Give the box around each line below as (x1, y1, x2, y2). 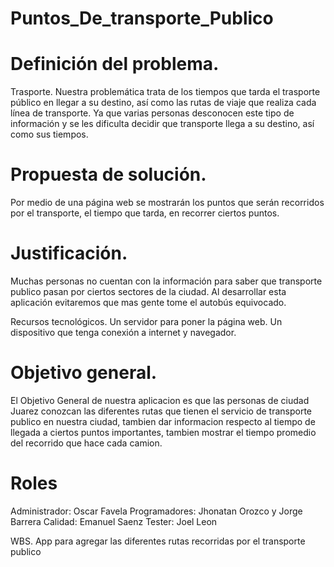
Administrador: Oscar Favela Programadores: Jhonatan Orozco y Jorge (10, 505, 303, 517)
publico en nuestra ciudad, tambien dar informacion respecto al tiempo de (10, 415, 316, 427)
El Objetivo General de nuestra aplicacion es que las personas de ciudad (10, 394, 310, 406)
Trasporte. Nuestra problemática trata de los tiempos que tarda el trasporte (10, 86, 321, 98)
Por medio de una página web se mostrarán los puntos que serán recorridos (10, 197, 325, 209)
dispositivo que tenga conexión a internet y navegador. (10, 327, 237, 338)
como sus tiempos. (10, 128, 89, 141)
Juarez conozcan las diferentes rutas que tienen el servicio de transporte (10, 405, 312, 417)
